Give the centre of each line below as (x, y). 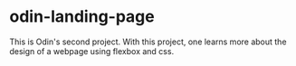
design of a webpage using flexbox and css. (92, 51)
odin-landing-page (82, 17)
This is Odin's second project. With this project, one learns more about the (148, 42)
